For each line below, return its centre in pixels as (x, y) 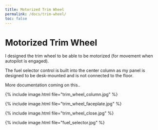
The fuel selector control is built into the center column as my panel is (75, 70)
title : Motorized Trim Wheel (35, 9)
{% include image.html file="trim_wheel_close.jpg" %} (59, 113)
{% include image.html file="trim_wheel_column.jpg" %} (61, 95)
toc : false (16, 18)
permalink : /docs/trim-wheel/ (36, 14)
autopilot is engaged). (27, 61)
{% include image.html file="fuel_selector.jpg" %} (55, 123)
